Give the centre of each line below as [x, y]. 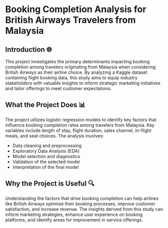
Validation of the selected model [46, 162]
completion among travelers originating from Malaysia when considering [80, 67]
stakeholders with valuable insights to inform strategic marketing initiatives [83, 83]
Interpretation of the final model [46, 167]
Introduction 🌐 [29, 49]
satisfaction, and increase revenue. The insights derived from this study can [84, 209]
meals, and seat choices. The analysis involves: [55, 135]
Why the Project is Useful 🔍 [50, 184]
